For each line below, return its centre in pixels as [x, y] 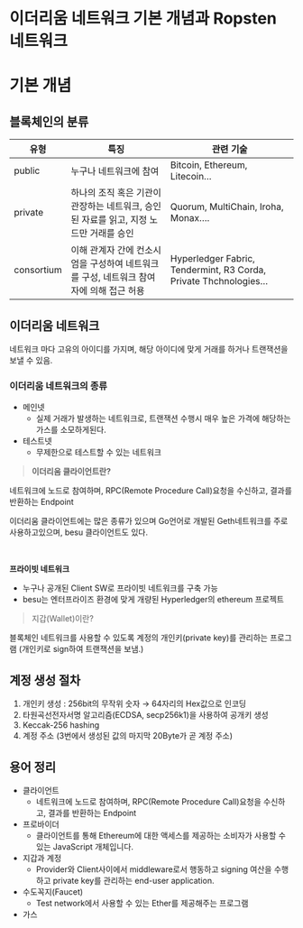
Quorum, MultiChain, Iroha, [227, 207]
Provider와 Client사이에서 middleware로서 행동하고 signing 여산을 [154, 869]
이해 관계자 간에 [102, 251]
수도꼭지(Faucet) [53, 891]
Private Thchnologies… [219, 281]
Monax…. [190, 218]
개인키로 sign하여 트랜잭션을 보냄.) [83, 649]
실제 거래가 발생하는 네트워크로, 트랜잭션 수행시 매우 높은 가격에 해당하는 [163, 418]
